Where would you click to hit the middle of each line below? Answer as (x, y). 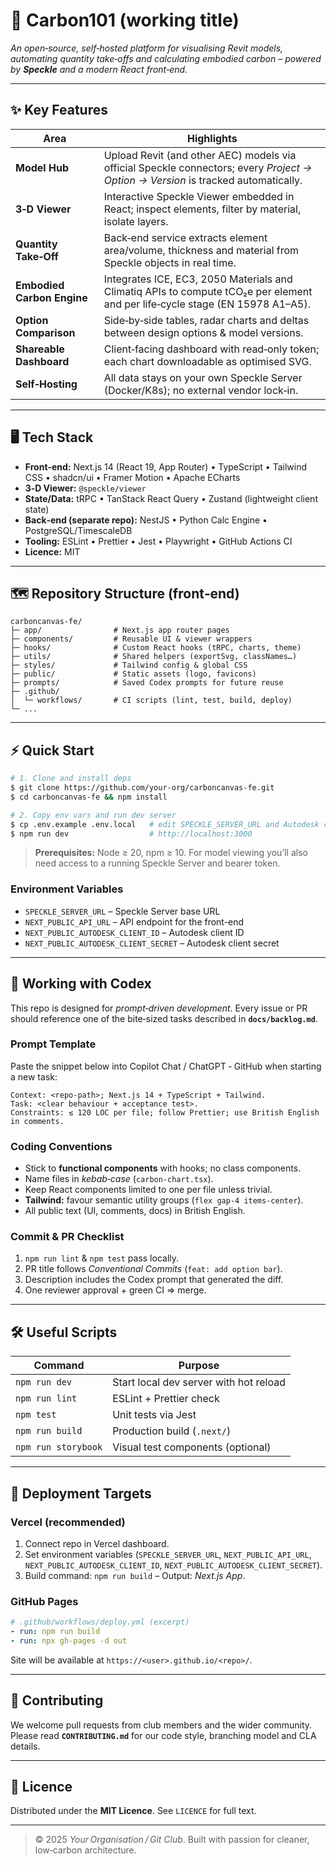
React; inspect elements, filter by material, (202, 209)
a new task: (34, 1076)
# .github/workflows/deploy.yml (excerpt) (100, 1622)
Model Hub (42, 167)
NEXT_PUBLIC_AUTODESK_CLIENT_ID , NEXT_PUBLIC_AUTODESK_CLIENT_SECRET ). (173, 1565)
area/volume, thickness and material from (201, 250)
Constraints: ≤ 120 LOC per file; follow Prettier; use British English (165, 1112)
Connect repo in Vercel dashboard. (97, 1543)
